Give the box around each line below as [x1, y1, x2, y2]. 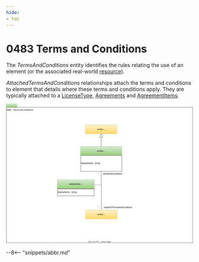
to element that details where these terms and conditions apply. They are [6, 86, 185, 93]
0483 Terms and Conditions [6, 42, 147, 56]
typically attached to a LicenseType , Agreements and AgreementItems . [6, 92, 179, 99]
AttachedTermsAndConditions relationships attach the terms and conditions [6, 79, 191, 87]
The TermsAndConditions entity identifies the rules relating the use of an [6, 62, 184, 69]
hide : [6, 9, 20, 15]
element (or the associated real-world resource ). [6, 68, 125, 75]
